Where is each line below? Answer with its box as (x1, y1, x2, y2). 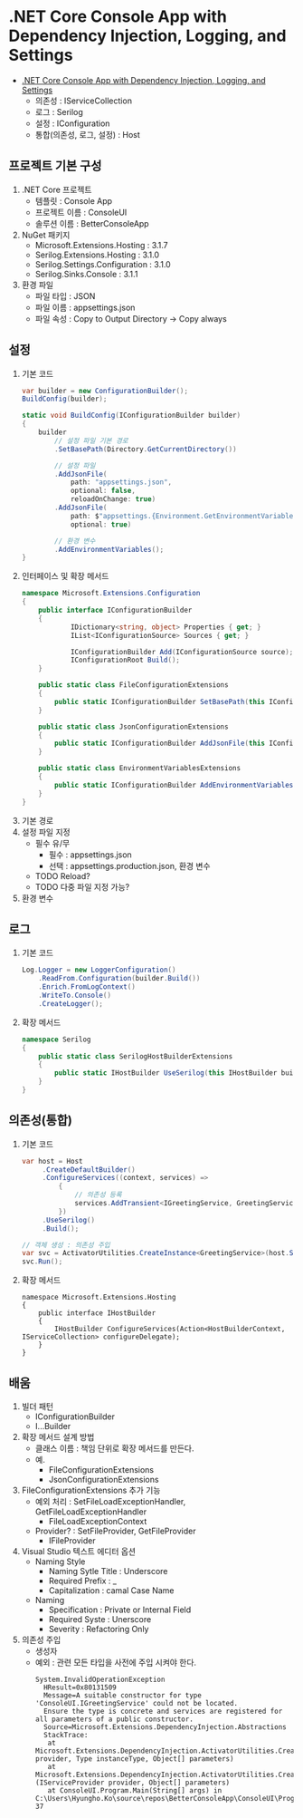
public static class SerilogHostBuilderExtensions (38, 1051, 233, 1061)
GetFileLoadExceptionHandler (34, 1506, 147, 1517)
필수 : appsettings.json (48, 849, 132, 860)
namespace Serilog (21, 1035, 91, 1044)
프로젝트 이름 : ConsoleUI (34, 207, 128, 218)
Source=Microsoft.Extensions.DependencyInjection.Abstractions (43, 1723, 287, 1732)
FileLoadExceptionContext (48, 1516, 147, 1526)
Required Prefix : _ (48, 1575, 117, 1586)
